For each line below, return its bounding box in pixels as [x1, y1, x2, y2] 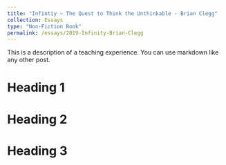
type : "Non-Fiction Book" [7, 23, 82, 30]
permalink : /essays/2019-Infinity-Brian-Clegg [7, 29, 144, 37]
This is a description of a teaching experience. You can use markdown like [7, 48, 219, 57]
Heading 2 [7, 111, 68, 127]
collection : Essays [7, 17, 64, 23]
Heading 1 [7, 80, 66, 95]
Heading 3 [7, 143, 68, 159]
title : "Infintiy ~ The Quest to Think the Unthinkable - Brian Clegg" [7, 10, 218, 17]
